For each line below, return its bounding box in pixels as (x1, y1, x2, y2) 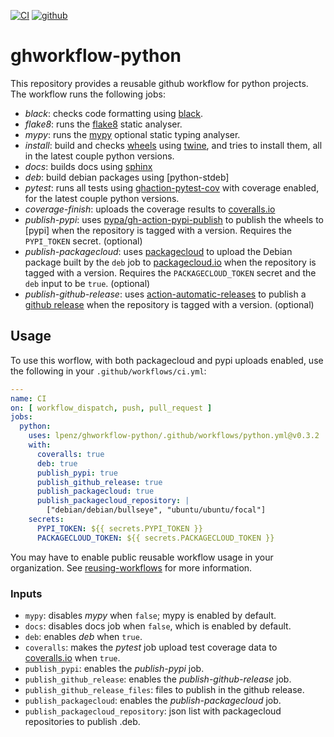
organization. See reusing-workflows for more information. (10, 561, 253, 574)
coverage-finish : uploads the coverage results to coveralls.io (24, 203, 276, 215)
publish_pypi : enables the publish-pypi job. (24, 662, 205, 674)
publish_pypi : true (36, 468, 118, 478)
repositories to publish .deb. (24, 715, 141, 727)
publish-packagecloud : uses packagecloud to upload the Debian (24, 245, 293, 257)
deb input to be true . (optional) (24, 277, 151, 289)
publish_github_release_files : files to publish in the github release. (24, 683, 305, 695)
